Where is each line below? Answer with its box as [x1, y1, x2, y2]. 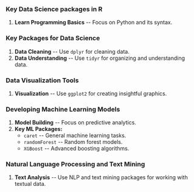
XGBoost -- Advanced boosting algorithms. [23, 145, 130, 152]
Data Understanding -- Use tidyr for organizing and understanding [14, 54, 185, 62]
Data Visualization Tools [5, 76, 79, 84]
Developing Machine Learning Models [5, 105, 120, 113]
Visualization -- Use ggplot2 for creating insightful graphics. [14, 90, 167, 97]
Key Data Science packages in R [5, 5, 103, 13]
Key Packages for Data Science [5, 34, 100, 43]
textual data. [14, 180, 46, 188]
